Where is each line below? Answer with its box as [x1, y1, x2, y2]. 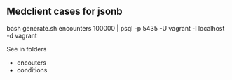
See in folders [6, 45, 47, 53]
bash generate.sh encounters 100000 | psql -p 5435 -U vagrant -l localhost [6, 24, 225, 32]
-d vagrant [6, 31, 38, 40]
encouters [16, 58, 47, 67]
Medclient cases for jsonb [6, 6, 123, 17]
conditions [16, 65, 48, 74]
